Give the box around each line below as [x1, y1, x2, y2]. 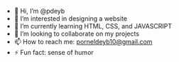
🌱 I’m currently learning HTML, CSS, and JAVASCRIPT [13, 22, 173, 30]
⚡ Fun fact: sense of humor [13, 48, 94, 56]
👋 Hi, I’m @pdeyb [13, 7, 65, 15]
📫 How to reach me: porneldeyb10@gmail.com [13, 38, 153, 46]
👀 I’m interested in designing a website [13, 14, 128, 23]
